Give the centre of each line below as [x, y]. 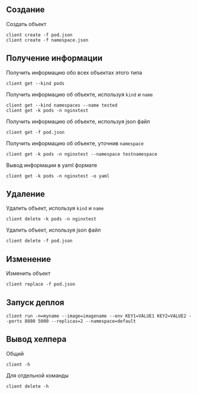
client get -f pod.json [35, 132]
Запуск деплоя [35, 302]
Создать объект [26, 24]
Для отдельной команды [38, 375]
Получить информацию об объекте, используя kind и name [80, 94]
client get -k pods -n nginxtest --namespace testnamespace [82, 154]
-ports [14, 321]
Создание [26, 10]
